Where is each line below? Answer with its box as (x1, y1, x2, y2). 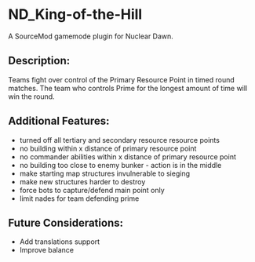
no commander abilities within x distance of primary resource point (19, 151, 237, 162)
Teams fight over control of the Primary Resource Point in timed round (8, 75, 235, 84)
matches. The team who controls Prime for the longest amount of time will (8, 83, 248, 93)
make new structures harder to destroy (19, 176, 146, 186)
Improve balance (19, 246, 75, 255)
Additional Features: (8, 115, 110, 128)
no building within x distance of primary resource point (19, 144, 197, 153)
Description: (8, 54, 71, 67)
